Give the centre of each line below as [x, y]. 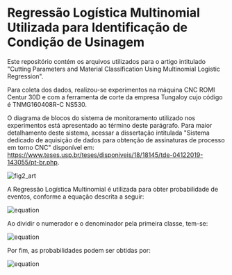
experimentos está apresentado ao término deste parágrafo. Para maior [110, 125]
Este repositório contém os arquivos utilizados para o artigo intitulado [107, 61]
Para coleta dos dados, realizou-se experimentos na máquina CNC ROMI [111, 90]
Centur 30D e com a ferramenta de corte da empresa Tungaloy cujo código [115, 97]
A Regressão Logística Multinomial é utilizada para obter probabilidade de [113, 189]
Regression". [25, 76]
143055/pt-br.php [32, 162]
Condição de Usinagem [76, 42]
